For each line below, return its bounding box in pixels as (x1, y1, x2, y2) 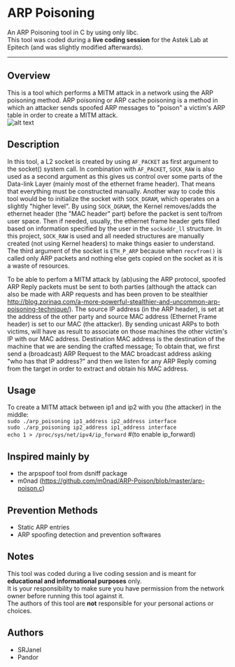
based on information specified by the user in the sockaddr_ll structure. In (7, 224, 222, 233)
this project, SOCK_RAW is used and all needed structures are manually (7, 231, 205, 240)
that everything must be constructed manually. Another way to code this (7, 187, 215, 195)
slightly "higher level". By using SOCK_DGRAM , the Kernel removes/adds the (7, 202, 217, 210)
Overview (7, 70, 51, 82)
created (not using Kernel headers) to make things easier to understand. (7, 239, 215, 247)
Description (7, 139, 59, 151)
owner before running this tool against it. (7, 591, 124, 600)
